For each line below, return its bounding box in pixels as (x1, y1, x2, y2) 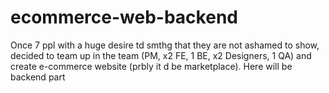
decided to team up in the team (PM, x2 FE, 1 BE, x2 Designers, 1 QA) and (10, 49, 312, 61)
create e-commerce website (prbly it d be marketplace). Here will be (10, 60, 293, 72)
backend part (10, 71, 66, 83)
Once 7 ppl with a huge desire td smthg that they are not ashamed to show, (10, 39, 320, 51)
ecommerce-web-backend (10, 6, 238, 29)
